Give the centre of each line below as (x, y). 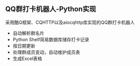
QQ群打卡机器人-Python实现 (51, 9)
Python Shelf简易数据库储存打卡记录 (51, 39)
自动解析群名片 (28, 33)
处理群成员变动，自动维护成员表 (46, 52)
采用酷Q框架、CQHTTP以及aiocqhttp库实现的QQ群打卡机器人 (70, 22)
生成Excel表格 (27, 58)
